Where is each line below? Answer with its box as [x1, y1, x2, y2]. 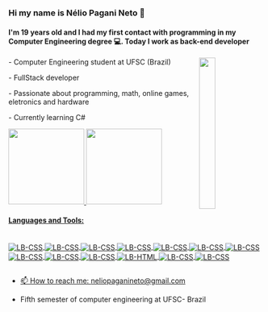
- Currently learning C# [8, 113, 86, 123]
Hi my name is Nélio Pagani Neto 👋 [8, 7, 145, 19]
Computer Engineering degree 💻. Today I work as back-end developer [8, 36, 250, 46]
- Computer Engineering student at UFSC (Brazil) [8, 57, 171, 67]
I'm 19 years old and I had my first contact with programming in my [8, 27, 237, 37]
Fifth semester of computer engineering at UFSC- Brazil [19, 294, 207, 305]
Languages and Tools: [8, 215, 85, 225]
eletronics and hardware [8, 97, 90, 107]
